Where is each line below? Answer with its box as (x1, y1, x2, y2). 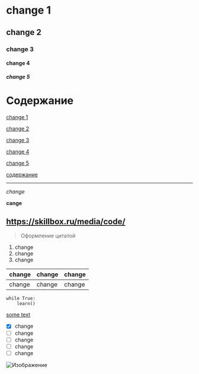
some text (6, 311, 31, 318)
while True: (6, 296, 36, 302)
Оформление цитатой (20, 232, 76, 239)
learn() (17, 301, 36, 307)
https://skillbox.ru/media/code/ (6, 217, 126, 227)
